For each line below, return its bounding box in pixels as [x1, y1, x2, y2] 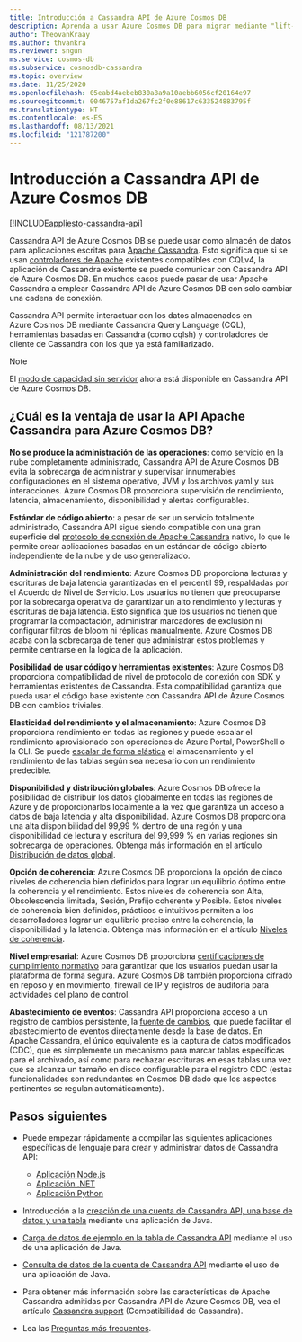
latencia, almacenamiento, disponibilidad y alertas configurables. [9, 494, 250, 505]
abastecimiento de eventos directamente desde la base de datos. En [9, 1026, 263, 1036]
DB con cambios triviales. [9, 699, 104, 710]
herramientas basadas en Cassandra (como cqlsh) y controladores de [9, 329, 269, 340]
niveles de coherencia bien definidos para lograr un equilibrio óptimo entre [9, 875, 286, 886]
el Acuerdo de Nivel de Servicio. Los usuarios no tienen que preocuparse [9, 586, 280, 598]
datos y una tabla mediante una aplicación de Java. [22, 1215, 213, 1226]
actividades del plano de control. [9, 989, 130, 1000]
